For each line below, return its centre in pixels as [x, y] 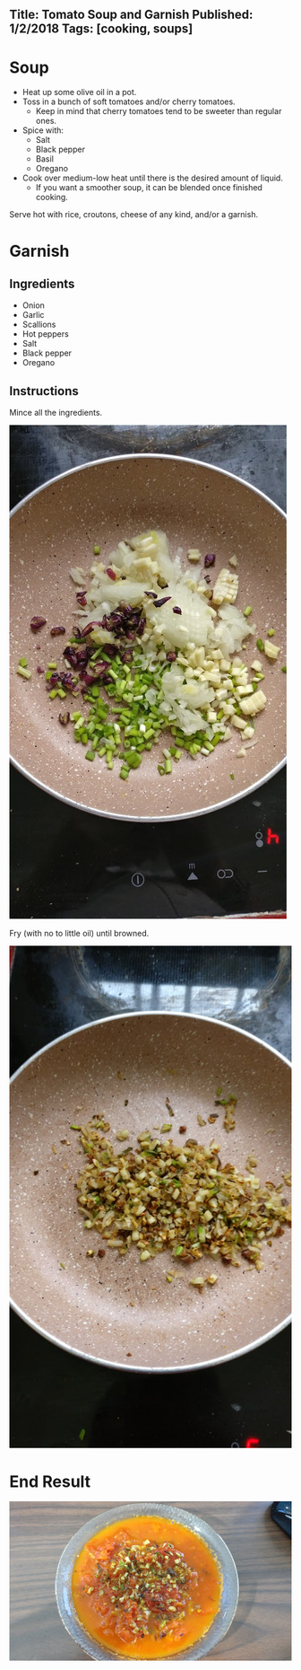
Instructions [44, 391]
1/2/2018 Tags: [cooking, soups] [101, 29]
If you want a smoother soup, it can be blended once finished [149, 188]
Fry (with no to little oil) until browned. [79, 934]
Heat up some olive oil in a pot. [79, 92]
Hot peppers [45, 334]
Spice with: [43, 130]
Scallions [39, 325]
